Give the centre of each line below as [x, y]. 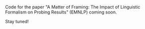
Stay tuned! [17, 22]
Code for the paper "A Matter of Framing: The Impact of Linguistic [73, 7]
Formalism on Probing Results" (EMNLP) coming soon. [61, 12]
